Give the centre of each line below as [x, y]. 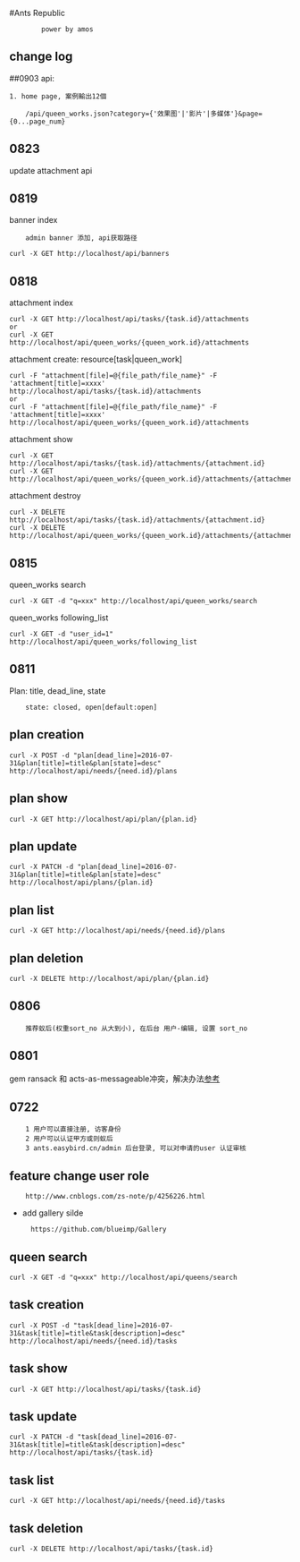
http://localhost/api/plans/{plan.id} [81, 883]
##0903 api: [32, 78]
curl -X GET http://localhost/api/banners [89, 254]
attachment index [42, 303]
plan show [39, 799]
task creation [47, 1305]
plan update [43, 846]
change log [41, 57]
